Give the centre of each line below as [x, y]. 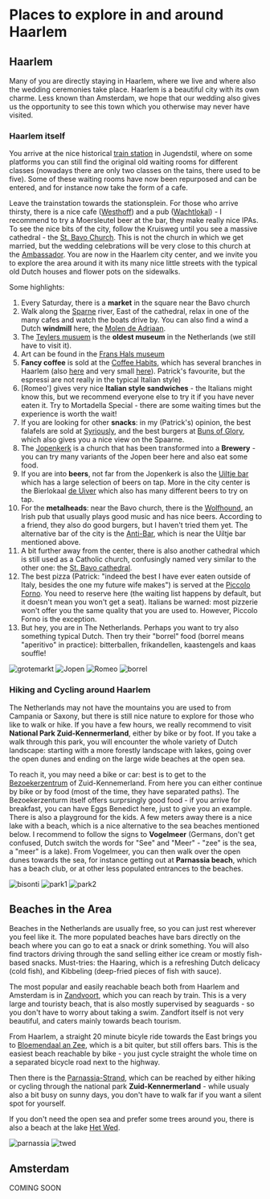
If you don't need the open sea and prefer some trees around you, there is [132, 1119]
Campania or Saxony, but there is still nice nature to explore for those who [132, 716]
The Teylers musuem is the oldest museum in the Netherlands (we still [138, 337]
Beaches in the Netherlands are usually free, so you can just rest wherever [133, 929]
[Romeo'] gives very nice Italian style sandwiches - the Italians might [136, 389]
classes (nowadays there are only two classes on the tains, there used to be [135, 171]
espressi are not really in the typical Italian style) [101, 380]
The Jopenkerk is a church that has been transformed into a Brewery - [138, 448]
